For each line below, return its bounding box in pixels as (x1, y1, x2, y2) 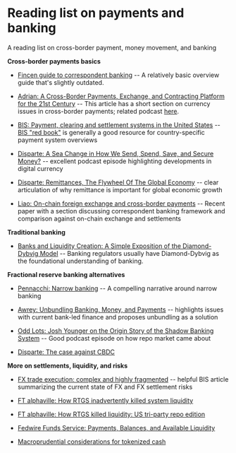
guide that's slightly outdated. (17, 78, 104, 86)
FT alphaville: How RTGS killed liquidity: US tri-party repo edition (17, 410, 206, 418)
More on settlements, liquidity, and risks (7, 361, 128, 370)
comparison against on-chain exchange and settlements (17, 214, 182, 223)
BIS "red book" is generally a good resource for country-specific (17, 128, 206, 136)
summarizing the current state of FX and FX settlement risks (17, 382, 193, 391)
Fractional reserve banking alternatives (7, 270, 125, 278)
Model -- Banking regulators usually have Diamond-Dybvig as (39, 249, 220, 257)
